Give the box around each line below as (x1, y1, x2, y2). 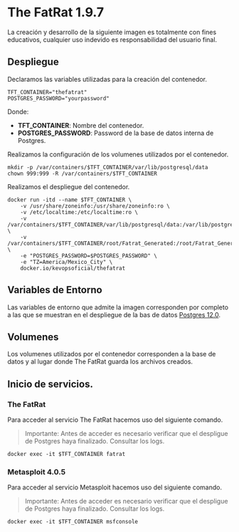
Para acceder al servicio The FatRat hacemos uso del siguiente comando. (7, 415, 223, 424)
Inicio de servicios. (7, 378, 94, 390)
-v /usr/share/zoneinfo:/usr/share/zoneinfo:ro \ (20, 202, 171, 210)
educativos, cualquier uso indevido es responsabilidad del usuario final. (7, 35, 218, 43)
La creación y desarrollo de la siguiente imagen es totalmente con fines (7, 28, 217, 36)
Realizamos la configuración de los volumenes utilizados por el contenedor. (7, 150, 229, 159)
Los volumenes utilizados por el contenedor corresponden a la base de (7, 350, 216, 358)
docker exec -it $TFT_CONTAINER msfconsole (7, 518, 139, 526)
